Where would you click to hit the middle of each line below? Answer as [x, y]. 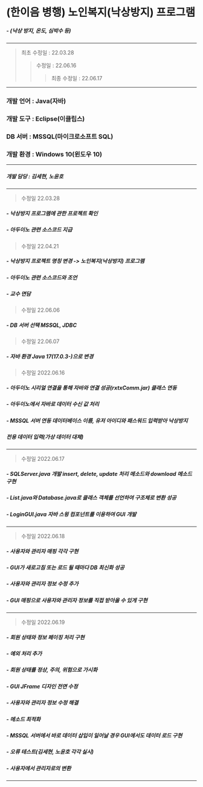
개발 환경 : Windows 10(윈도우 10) [54, 154]
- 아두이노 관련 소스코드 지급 [39, 230]
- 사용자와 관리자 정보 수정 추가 [42, 584]
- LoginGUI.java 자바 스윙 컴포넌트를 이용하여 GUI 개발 [72, 514]
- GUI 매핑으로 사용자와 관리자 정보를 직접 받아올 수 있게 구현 [77, 600]
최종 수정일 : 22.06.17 [77, 79]
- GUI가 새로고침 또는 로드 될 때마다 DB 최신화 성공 [66, 567]
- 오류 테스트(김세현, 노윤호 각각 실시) [50, 752]
